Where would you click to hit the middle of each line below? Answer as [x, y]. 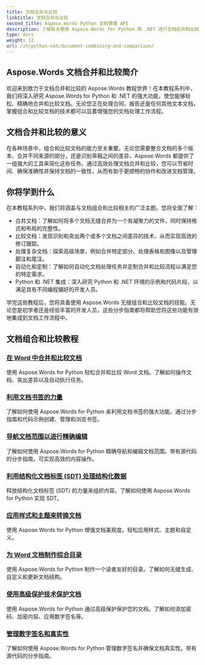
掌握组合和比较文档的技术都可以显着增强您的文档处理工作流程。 [86, 111]
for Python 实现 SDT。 [34, 498]
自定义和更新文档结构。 [36, 577]
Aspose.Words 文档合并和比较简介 [72, 72]
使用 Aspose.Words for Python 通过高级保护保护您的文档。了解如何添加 [96, 609]
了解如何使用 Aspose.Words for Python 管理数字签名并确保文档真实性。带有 [102, 649]
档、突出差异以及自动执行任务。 [46, 380]
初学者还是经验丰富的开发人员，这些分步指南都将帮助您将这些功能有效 [110, 310]
